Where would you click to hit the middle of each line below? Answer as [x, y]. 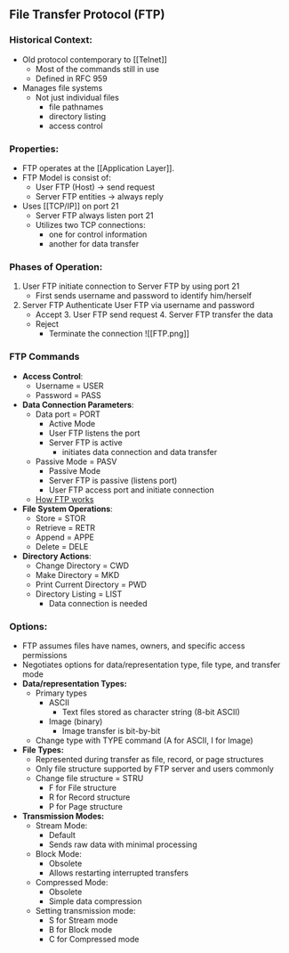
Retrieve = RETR [65, 527]
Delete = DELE [62, 546]
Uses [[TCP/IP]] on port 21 [70, 206]
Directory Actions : [56, 556]
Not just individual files [77, 97]
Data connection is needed [98, 603]
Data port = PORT [68, 414]
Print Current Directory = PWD [91, 584]
